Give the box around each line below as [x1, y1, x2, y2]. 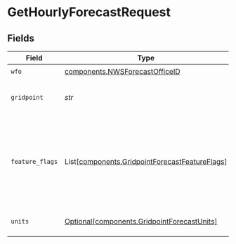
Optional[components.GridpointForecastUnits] [64, 217, 218, 226]
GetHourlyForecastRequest [7, 4, 171, 20]
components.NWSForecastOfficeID [64, 66, 181, 76]
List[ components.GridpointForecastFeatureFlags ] [64, 157, 228, 166]
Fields [7, 32, 35, 44]
